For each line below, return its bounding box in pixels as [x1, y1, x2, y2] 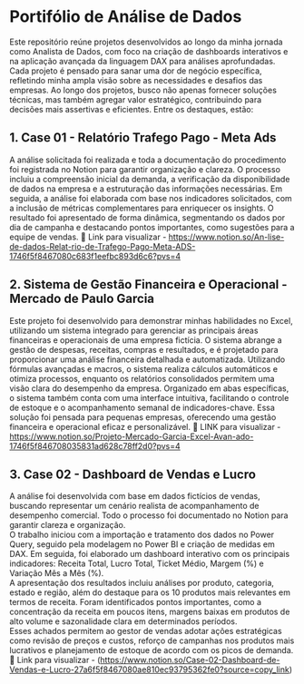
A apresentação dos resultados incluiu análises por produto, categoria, [9, 578, 275, 589]
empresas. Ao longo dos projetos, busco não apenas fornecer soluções [9, 84, 277, 95]
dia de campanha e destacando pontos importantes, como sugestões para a [9, 221, 295, 232]
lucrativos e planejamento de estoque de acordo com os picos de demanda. [9, 645, 294, 656]
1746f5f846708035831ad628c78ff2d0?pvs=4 [9, 440, 181, 451]
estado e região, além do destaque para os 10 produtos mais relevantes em [9, 587, 291, 598]
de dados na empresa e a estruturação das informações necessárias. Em [9, 183, 283, 194]
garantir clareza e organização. [9, 520, 126, 531]
